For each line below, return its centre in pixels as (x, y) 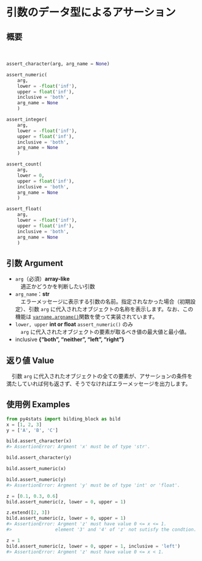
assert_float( (24, 209)
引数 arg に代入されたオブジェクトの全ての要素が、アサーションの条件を (102, 376)
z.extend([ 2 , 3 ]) (28, 513)
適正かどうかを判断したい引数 (58, 287)
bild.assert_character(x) (39, 441)
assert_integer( (27, 119)
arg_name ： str (32, 294)
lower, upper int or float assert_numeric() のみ (74, 324)
